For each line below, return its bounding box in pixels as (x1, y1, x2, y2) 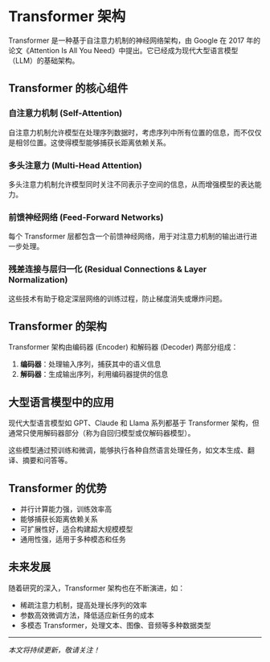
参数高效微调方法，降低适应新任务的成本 (19, 610, 154, 620)
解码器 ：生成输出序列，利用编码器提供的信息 (19, 370, 169, 379)
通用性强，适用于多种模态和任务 (19, 534, 126, 544)
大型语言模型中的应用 (8, 395, 114, 409)
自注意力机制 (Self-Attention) (8, 108, 123, 119)
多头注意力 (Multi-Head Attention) (8, 159, 142, 171)
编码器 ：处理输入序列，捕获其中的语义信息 (19, 359, 162, 369)
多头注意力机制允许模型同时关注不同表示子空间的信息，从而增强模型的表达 (8, 179, 255, 189)
